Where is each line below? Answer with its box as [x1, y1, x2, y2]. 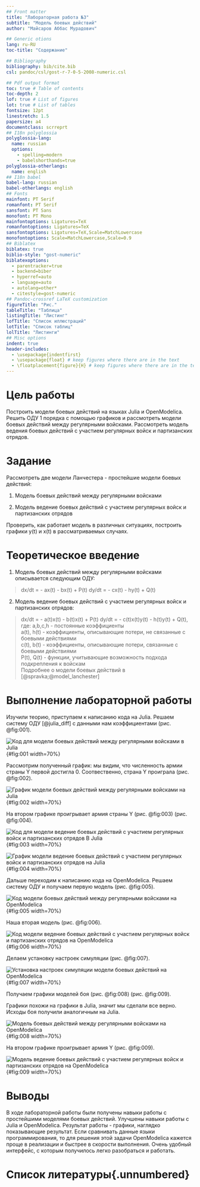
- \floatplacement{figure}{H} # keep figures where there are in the [11, 363, 187, 369]
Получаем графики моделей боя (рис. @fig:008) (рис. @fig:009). [6, 990, 171, 997]
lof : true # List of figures [6, 97, 79, 103]
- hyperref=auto [11, 274, 52, 280]
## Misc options [6, 335, 46, 341]
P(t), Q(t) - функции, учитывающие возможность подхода [20, 654, 168, 661]
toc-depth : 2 [6, 91, 39, 97]
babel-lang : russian [6, 180, 58, 186]
